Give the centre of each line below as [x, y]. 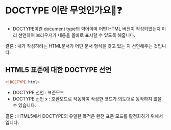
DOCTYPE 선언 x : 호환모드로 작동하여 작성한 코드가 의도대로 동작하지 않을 [87, 99]
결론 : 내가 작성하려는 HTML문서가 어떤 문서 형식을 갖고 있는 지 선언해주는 [79, 46]
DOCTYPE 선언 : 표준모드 [39, 92]
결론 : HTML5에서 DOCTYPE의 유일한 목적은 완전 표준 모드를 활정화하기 [77, 116]
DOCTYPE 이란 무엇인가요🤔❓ [64, 10]
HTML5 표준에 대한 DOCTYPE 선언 [58, 70]
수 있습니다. [25, 105]
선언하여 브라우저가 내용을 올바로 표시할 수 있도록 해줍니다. [77, 35]
